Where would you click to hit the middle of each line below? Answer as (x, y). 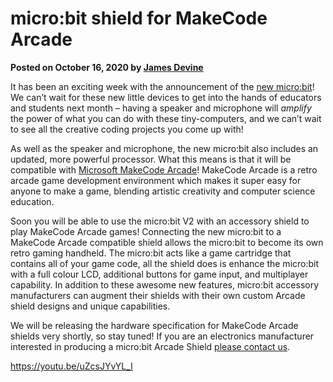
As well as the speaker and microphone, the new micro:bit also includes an (164, 148)
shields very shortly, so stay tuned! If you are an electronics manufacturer (162, 336)
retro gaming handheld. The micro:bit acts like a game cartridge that (151, 253)
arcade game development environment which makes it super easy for (156, 180)
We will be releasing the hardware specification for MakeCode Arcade (154, 325)
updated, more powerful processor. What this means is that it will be (151, 159)
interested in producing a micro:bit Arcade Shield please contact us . (150, 346)
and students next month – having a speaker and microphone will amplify (161, 108)
